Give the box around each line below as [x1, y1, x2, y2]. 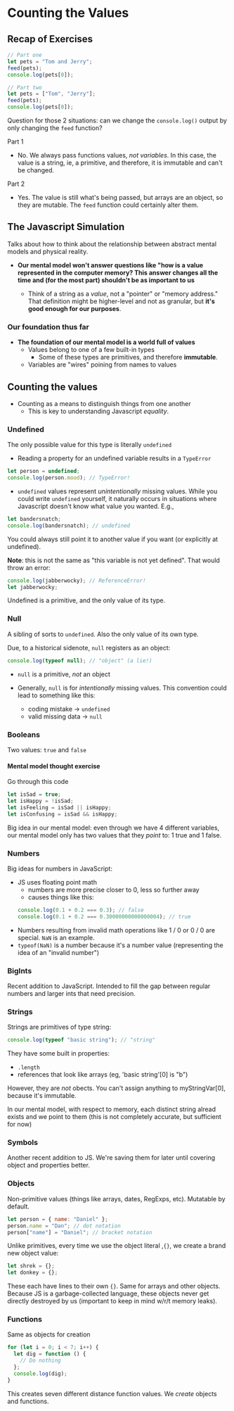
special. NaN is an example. [17, 933, 95, 942]
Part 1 [7, 137, 24, 146]
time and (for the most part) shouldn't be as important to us [17, 276, 195, 284]
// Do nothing [20, 1357, 61, 1365]
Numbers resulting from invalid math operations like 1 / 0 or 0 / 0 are [17, 925, 216, 934]
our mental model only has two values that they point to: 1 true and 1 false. [7, 830, 222, 839]
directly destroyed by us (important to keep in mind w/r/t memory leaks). [7, 1297, 218, 1305]
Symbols [7, 1138, 39, 1148]
